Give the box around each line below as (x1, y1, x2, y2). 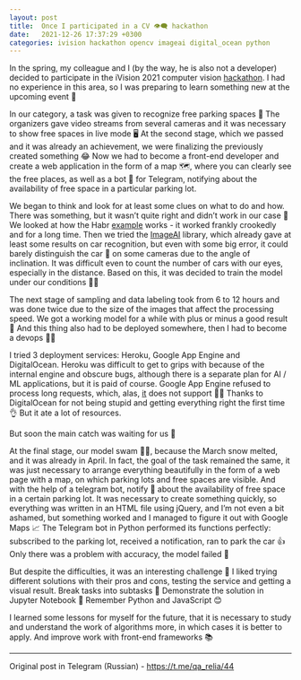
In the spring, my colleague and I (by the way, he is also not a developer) (9, 63, 278, 74)
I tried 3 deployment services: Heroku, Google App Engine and (9, 350, 240, 361)
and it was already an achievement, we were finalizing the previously (9, 141, 263, 153)
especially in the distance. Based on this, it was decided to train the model (9, 267, 284, 278)
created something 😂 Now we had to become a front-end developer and (9, 151, 279, 161)
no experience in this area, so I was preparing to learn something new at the (9, 82, 290, 92)
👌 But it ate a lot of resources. (9, 407, 122, 418)
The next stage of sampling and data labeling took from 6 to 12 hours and (9, 294, 280, 305)
